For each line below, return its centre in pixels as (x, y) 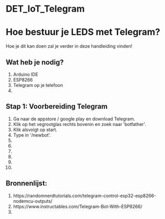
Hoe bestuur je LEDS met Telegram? (83, 32)
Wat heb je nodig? (35, 62)
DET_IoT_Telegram (45, 9)
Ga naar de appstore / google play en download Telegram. (74, 119)
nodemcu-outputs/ (33, 201)
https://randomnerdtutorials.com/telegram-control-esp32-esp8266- (85, 196)
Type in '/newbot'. (32, 135)
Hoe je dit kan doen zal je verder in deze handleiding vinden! (69, 46)
